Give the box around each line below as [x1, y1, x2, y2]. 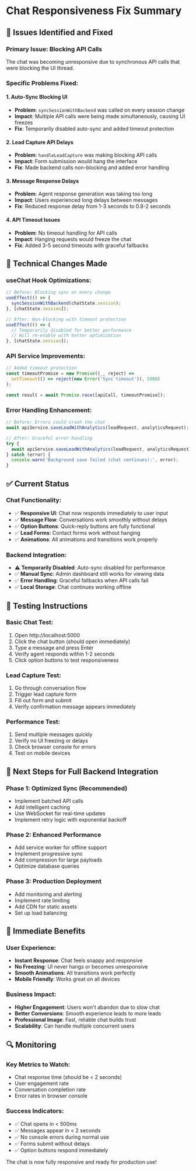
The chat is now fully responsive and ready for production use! [6, 1158, 157, 1165]
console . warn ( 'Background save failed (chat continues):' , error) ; [11, 457, 179, 463]
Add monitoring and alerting [14, 891, 82, 898]
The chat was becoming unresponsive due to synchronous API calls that [6, 58, 180, 65]
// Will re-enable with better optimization [11, 332, 121, 339]
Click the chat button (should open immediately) [14, 638, 131, 645]
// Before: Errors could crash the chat [6, 420, 106, 425]
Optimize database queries [14, 863, 80, 870]
